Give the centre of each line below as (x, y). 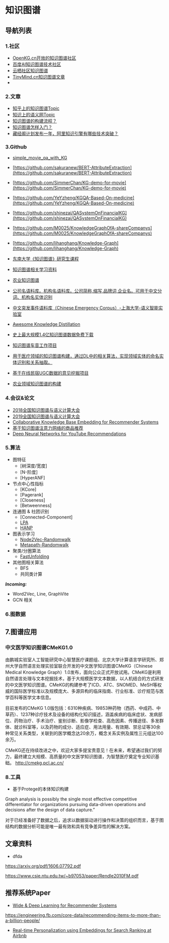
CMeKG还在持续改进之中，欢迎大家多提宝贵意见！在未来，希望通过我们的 (81, 750)
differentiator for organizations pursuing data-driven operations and (75, 804)
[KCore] (28, 489)
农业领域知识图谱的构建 (37, 384)
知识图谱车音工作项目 (34, 345)
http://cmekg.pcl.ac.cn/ (39, 763)
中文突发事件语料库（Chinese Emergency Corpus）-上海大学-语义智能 (86, 308)
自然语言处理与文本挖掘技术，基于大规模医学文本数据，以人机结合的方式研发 (84, 678)
